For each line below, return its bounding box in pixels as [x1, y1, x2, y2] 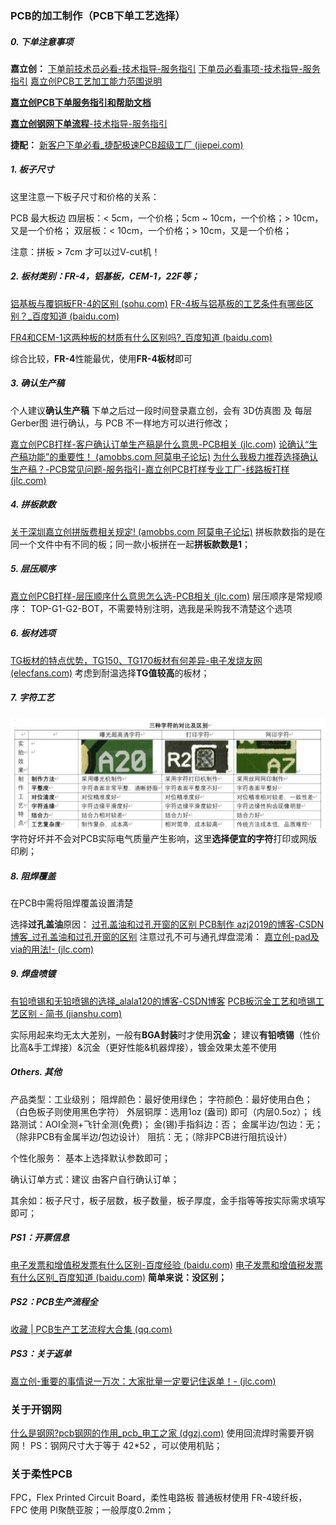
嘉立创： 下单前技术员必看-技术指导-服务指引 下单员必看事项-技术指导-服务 [10, 62, 321, 74]
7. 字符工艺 [10, 692, 55, 704]
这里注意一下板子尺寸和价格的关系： [10, 190, 160, 202]
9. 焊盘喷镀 [10, 968, 57, 980]
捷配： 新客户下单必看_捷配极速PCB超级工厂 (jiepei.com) [10, 138, 244, 151]
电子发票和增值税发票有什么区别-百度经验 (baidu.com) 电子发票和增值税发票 [10, 1258, 324, 1271]
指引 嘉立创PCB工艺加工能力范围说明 [10, 75, 163, 87]
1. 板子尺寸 [10, 163, 55, 176]
